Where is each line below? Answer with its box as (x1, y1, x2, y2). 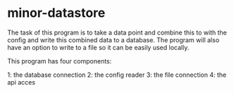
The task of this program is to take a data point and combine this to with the (7, 28, 227, 37)
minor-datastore (7, 5, 106, 21)
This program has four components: (7, 56, 112, 65)
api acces (7, 77, 36, 86)
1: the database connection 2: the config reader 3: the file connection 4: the (7, 70, 227, 79)
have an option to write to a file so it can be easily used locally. (7, 43, 190, 51)
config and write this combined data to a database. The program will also (7, 35, 220, 44)
